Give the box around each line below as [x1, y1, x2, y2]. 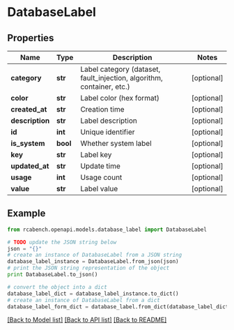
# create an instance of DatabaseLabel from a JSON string [7, 252, 182, 259]
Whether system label [79, 139, 152, 148]
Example [7, 207, 46, 220]
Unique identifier [79, 127, 135, 137]
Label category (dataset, [79, 64, 161, 74]
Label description [79, 116, 137, 126]
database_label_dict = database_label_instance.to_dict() [7, 290, 179, 297]
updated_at [10, 161, 49, 171]
